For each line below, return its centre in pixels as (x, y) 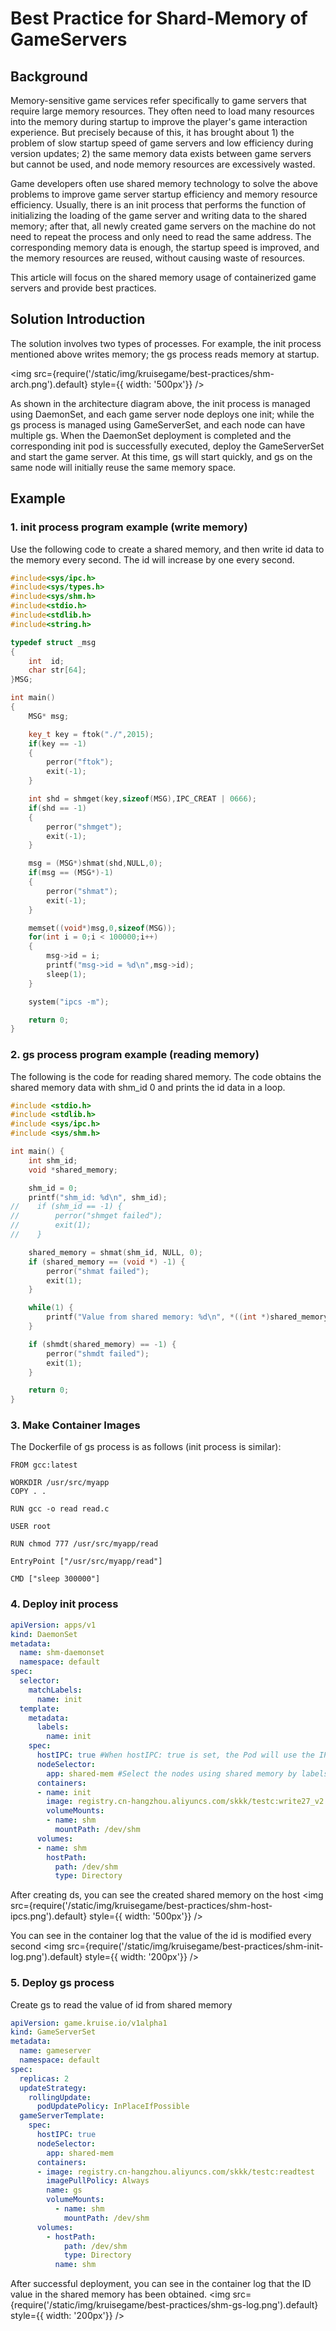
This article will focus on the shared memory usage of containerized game (163, 277)
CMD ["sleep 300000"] (55, 1579)
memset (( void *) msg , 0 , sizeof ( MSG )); (102, 928)
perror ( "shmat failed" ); (98, 1271)
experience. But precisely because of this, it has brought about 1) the (152, 132)
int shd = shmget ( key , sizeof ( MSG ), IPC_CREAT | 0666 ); (142, 799)
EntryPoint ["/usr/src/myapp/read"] (86, 1562)
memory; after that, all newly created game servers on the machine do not (163, 226)
